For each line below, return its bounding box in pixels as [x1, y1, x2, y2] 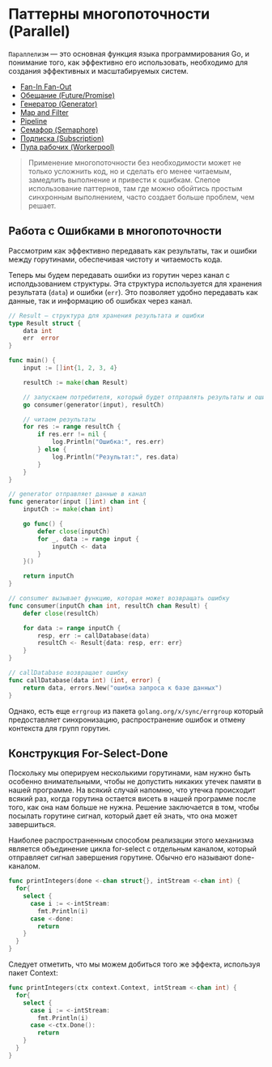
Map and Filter [19, 107, 69, 117]
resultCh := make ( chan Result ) [23, 378, 129, 386]
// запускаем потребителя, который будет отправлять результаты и [23, 393, 252, 401]
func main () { [8, 356, 57, 365]
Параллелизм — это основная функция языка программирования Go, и [8, 49, 249, 58]
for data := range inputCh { [23, 624, 121, 632]
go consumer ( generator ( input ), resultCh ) [23, 400, 164, 409]
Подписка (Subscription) [19, 133, 104, 143]
